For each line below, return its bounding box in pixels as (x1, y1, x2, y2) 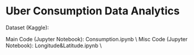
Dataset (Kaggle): (5, 24, 49, 31)
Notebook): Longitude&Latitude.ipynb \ (5, 42, 102, 49)
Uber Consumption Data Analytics (5, 4, 180, 18)
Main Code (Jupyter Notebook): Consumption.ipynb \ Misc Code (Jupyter (5, 35, 188, 42)
